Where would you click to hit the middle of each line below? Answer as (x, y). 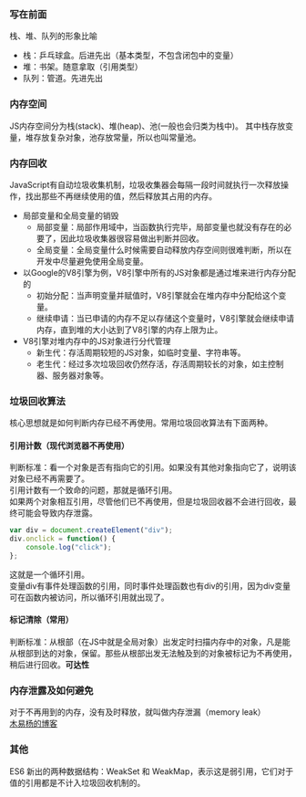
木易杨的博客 (33, 724)
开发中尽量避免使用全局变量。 (92, 261)
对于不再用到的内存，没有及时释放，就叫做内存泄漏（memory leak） (138, 712)
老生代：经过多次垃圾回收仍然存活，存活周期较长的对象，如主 (152, 363)
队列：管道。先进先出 (62, 79)
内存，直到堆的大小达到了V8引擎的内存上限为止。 (129, 330)
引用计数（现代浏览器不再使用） (69, 446)
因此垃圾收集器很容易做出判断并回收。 (133, 238)
